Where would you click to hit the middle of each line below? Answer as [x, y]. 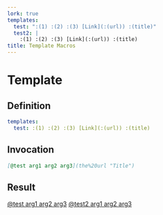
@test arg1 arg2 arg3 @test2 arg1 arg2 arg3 [69, 204]
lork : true [23, 14]
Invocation [31, 150]
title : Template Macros [42, 46]
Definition [29, 106]
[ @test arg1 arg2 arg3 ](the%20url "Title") [71, 166]
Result [22, 187]
